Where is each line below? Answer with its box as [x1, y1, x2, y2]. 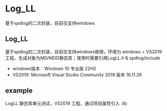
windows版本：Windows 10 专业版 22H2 [12, 65, 96, 71]
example [5, 87, 33, 95]
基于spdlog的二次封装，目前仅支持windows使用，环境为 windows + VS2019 [5, 48, 162, 55]
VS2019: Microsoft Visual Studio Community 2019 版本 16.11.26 [12, 72, 142, 78]
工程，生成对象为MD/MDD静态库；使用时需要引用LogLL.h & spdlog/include [5, 55, 160, 61]
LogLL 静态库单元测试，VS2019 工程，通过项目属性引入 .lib [5, 100, 127, 106]
